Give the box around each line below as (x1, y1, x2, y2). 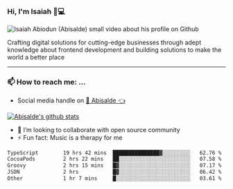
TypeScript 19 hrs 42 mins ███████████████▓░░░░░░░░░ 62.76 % (7, 149, 222, 156)
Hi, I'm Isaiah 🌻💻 (7, 6, 66, 16)
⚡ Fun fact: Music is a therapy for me (17, 133, 123, 141)
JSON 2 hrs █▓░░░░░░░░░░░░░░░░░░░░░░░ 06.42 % (7, 169, 222, 176)
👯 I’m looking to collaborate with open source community (17, 125, 180, 134)
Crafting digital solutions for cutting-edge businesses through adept (7, 38, 202, 47)
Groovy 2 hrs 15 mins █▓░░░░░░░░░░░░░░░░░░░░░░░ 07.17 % (7, 162, 222, 169)
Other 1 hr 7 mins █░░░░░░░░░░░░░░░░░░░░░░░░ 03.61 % (7, 175, 222, 182)
